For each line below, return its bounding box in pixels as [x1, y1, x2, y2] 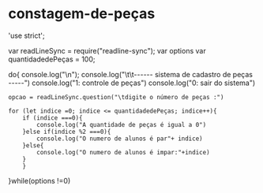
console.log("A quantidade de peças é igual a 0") [36, 121, 207, 128]
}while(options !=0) [8, 176, 71, 185]
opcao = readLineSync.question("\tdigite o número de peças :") [8, 93, 224, 101]
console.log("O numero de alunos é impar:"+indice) [36, 148, 211, 156]
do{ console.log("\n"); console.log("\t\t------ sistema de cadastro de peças [8, 69, 253, 79]
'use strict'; [8, 31, 45, 40]
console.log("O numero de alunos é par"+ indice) [36, 135, 203, 143]
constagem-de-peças [8, 5, 156, 23]
